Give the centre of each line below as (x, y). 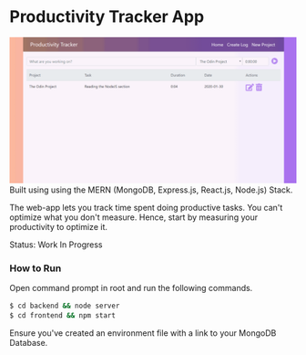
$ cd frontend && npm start (63, 316)
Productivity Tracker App (107, 17)
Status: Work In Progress (56, 245)
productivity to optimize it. (58, 226)
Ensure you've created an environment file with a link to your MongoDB (143, 333)
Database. (29, 342)
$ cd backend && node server (65, 306)
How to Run (36, 268)
